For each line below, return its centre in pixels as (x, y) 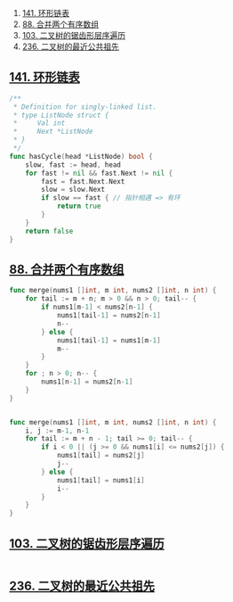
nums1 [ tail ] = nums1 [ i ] (100, 480)
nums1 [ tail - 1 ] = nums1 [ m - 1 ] (109, 340)
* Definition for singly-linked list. (85, 107)
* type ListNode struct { (61, 115)
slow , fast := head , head (73, 165)
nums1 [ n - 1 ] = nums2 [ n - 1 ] (87, 382)
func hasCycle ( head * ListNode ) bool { (81, 156)
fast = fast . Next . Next (83, 181)
